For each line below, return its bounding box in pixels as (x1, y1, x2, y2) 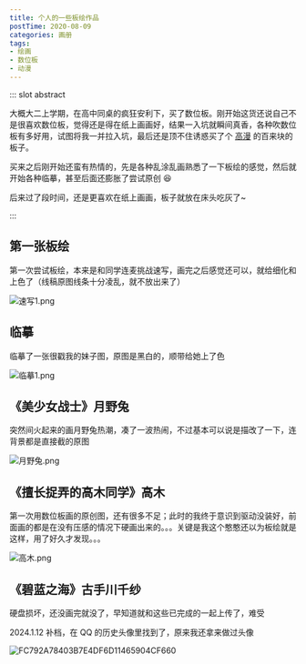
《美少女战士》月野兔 (9, 398, 129, 414)
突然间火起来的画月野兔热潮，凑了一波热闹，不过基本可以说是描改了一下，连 (9, 425, 297, 436)
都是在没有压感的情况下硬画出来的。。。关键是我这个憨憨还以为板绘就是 (33, 522, 297, 533)
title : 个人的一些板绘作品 (9, 13, 100, 23)
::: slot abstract (9, 88, 66, 100)
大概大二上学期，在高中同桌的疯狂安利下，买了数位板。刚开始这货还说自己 (9, 107, 289, 118)
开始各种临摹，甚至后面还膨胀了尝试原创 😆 (9, 172, 172, 183)
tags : (9, 38, 30, 48)
